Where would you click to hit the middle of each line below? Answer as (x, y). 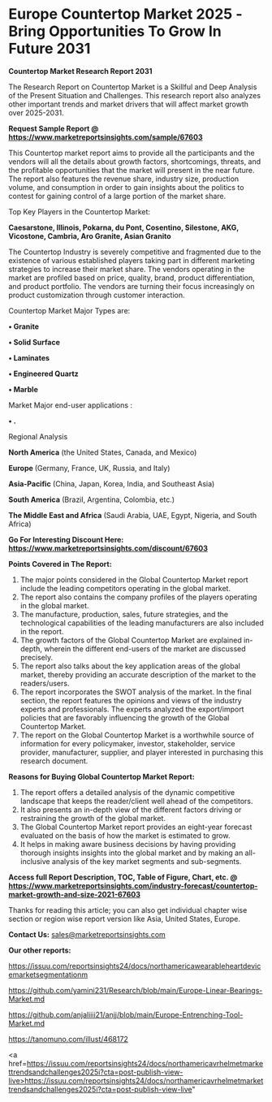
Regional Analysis (38, 436)
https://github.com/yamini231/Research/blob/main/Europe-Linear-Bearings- (136, 990)
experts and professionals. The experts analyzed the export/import (132, 709)
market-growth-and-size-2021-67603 (74, 894)
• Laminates (29, 357)
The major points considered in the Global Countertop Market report (134, 579)
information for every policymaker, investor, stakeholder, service (127, 743)
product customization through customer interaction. (97, 295)
